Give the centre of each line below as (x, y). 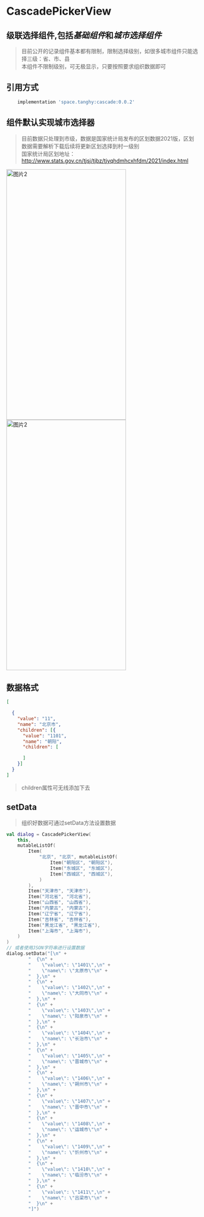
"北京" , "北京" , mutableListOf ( (78, 857)
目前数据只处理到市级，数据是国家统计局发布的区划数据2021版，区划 (107, 138)
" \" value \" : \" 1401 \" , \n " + (70, 965)
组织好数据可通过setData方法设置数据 (68, 822)
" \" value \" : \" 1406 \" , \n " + (70, 1079)
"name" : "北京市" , (39, 724)
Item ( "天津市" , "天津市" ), (60, 891)
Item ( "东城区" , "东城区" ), (82, 868)
